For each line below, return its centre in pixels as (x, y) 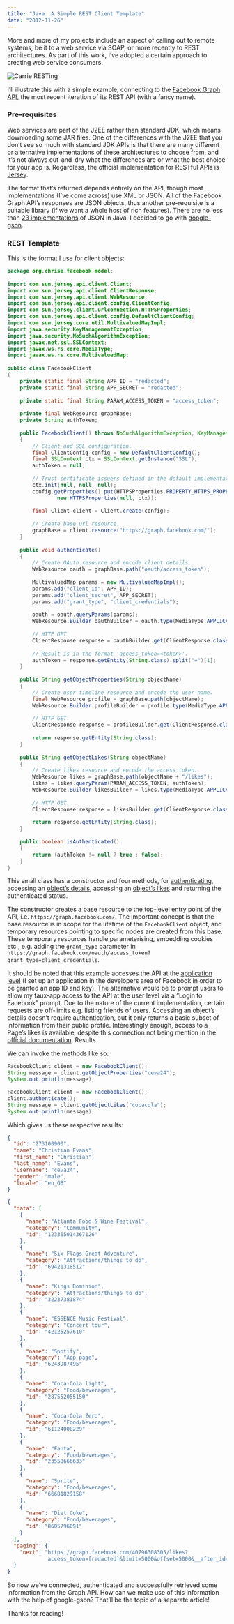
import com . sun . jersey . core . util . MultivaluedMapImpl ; (87, 323)
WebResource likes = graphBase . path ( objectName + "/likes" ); (123, 777)
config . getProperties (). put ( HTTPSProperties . (100, 491)
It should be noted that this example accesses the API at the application (110, 973)
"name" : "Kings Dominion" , (65, 1286)
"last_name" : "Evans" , (46, 1164)
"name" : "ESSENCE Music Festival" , (77, 1319)
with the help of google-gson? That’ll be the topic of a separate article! (109, 1600)
